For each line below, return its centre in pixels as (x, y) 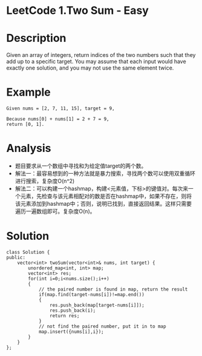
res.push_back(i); (73, 310)
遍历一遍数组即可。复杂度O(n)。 (55, 211)
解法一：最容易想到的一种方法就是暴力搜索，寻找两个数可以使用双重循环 (105, 173)
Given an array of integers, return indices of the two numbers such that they (101, 55)
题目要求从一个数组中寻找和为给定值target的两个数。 (81, 166)
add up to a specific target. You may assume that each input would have (96, 62)
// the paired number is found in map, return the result (113, 289)
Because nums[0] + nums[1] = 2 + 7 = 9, (58, 119)
